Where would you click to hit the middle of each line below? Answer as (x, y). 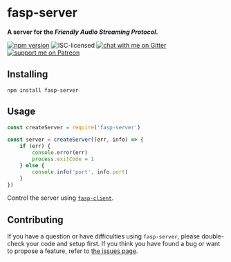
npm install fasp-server (43, 90)
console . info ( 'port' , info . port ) (80, 172)
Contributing (35, 219)
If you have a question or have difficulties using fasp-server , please (104, 236)
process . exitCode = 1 (63, 159)
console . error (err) (60, 153)
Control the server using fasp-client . (61, 198)
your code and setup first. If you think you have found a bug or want (123, 244)
